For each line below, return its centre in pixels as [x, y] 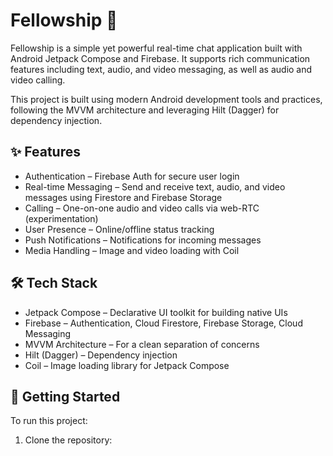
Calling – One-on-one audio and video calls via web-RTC [142, 208]
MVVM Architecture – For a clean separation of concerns [142, 344]
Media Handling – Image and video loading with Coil [132, 250]
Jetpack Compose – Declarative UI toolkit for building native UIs [156, 312]
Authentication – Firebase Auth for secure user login [132, 176]
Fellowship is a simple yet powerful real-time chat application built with [156, 48]
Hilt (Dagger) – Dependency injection [101, 355]
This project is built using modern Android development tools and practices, [166, 99]
